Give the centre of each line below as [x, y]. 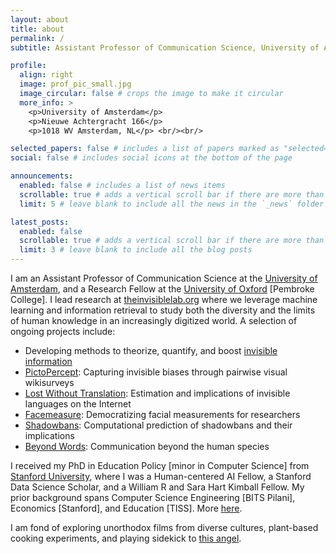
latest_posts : [40, 222]
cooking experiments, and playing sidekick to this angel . [126, 538]
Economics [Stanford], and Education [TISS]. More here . [126, 508]
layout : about [40, 19]
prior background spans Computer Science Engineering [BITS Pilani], [153, 497]
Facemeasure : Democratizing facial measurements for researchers [162, 414]
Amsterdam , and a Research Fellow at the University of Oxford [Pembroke [162, 289]
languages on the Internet [78, 404]
